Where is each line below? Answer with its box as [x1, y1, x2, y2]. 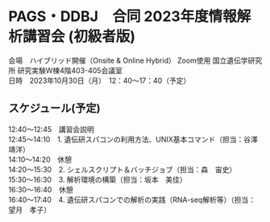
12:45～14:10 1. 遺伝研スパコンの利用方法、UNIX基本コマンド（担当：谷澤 [8, 134, 258, 144]
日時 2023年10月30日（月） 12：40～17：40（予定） [8, 76, 191, 85]
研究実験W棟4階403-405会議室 [17, 65, 123, 75]
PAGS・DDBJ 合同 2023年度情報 [8, 7, 238, 26]
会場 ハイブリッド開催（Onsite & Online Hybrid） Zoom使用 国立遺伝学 [8, 55, 248, 65]
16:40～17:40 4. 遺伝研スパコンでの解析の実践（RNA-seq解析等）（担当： [8, 195, 256, 204]
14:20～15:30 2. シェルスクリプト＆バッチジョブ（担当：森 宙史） [8, 164, 237, 174]
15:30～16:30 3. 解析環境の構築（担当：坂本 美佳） [8, 175, 187, 184]
